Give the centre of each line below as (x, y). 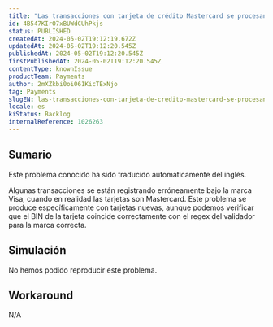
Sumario (30, 155)
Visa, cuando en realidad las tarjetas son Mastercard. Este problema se (128, 198)
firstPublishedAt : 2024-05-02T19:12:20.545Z (85, 62)
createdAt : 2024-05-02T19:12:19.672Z (72, 39)
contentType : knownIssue (50, 69)
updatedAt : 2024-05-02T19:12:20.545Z (72, 46)
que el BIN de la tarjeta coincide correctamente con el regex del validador (132, 216)
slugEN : (22, 99)
